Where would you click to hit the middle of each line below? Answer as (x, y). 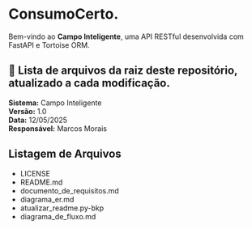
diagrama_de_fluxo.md (58, 216)
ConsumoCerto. (64, 14)
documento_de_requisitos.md (69, 190)
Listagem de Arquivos (65, 154)
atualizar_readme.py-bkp (62, 208)
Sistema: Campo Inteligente (55, 103)
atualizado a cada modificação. (89, 83)
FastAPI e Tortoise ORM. (49, 45)
